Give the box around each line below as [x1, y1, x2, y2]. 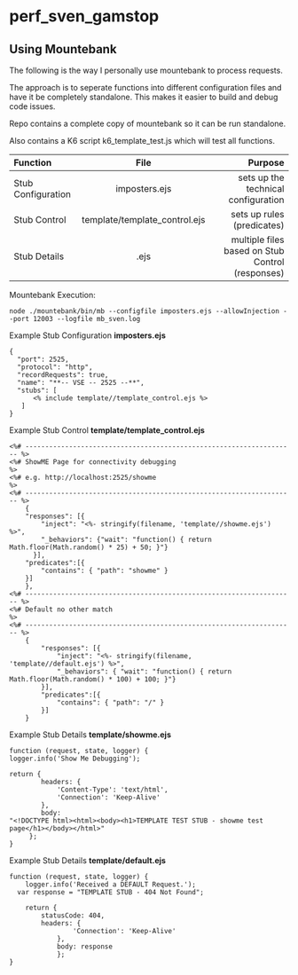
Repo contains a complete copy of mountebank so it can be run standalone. [9, 118, 286, 129]
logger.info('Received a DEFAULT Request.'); [25, 880, 197, 889]
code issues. [9, 101, 56, 112]
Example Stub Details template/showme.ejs [9, 729, 171, 740]
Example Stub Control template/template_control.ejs [9, 425, 206, 436]
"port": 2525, [17, 355, 69, 364]
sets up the [238, 171, 285, 184]
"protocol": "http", [17, 363, 93, 372]
